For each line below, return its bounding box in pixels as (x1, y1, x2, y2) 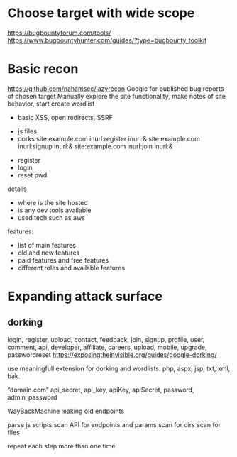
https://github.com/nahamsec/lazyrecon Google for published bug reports (7, 84, 224, 93)
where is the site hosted (17, 198, 89, 207)
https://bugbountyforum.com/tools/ (7, 28, 111, 37)
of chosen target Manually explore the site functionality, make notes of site (7, 92, 226, 100)
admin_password (7, 392, 57, 402)
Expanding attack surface (7, 289, 163, 304)
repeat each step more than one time (7, 441, 116, 450)
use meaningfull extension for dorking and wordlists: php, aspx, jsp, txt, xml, (7, 364, 231, 373)
